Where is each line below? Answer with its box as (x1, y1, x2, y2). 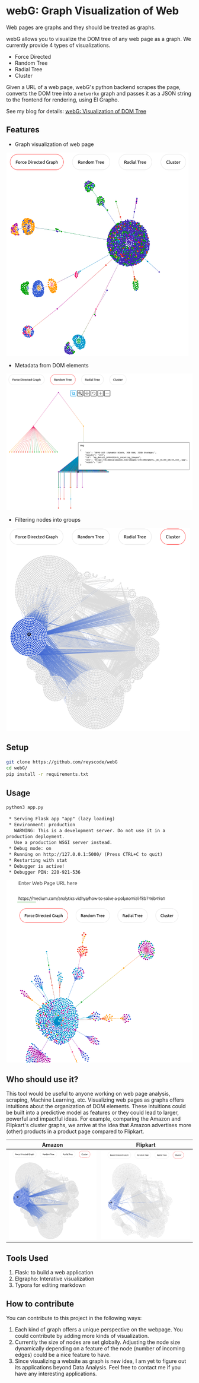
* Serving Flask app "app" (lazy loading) (8, 816, 115, 821)
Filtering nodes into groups (14, 516, 81, 523)
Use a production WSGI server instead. (14, 839, 113, 845)
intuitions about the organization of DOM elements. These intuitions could (6, 1103, 186, 1110)
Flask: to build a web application (14, 1269, 94, 1276)
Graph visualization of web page (14, 141, 94, 148)
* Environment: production (8, 821, 76, 827)
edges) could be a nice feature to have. (14, 1352, 111, 1359)
